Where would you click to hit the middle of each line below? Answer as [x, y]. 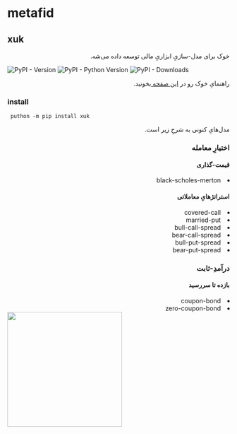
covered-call [202, 212]
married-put [203, 220]
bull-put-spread [198, 242]
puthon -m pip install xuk [50, 117]
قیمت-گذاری [213, 165]
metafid [31, 13]
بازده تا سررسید [209, 285]
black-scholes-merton [188, 180]
